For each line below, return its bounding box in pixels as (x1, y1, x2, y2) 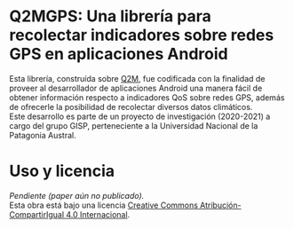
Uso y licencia (9, 162, 115, 181)
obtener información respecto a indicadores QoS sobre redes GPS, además (9, 91, 285, 103)
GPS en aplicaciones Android (9, 44, 228, 64)
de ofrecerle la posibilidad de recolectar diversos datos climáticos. (9, 101, 253, 112)
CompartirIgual (9, 209, 65, 219)
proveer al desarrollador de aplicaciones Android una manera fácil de (9, 83, 263, 93)
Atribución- (199, 200, 242, 210)
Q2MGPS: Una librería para (9, 6, 211, 27)
